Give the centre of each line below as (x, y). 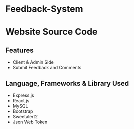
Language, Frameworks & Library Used (67, 83)
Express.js (23, 95)
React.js (21, 101)
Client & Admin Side (33, 62)
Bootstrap (23, 111)
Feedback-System (44, 9)
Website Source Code (51, 32)
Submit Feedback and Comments (47, 68)
